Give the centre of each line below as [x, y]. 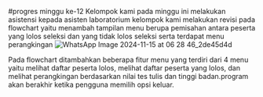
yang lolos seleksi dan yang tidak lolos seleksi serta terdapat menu [117, 36]
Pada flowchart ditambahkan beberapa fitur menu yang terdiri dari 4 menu [128, 59]
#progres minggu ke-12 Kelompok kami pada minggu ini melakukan [117, 11]
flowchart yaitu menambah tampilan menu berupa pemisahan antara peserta [132, 28]
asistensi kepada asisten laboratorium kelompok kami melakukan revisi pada [132, 20]
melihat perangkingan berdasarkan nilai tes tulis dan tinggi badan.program [128, 76]
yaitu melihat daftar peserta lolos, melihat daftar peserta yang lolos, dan [124, 68]
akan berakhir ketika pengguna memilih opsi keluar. [91, 84]
